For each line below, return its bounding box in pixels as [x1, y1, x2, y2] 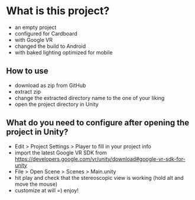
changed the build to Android [14, 43, 86, 50]
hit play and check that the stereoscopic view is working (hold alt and [14, 174, 184, 181]
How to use [6, 66, 48, 76]
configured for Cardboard [14, 30, 78, 37]
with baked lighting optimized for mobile [14, 49, 113, 56]
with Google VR [14, 36, 53, 43]
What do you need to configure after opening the [6, 118, 190, 128]
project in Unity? [6, 127, 69, 137]
